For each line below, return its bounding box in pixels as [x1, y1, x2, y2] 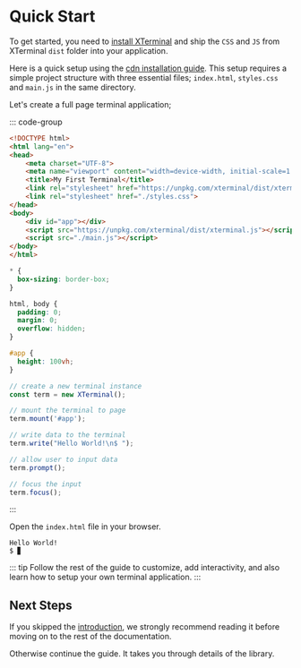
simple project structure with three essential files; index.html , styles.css [9, 72, 279, 82]
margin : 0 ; [17, 316, 58, 325]
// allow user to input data [9, 455, 118, 464]
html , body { [9, 299, 58, 308]
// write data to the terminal [9, 431, 126, 440]
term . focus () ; [9, 488, 63, 497]
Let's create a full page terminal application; [9, 98, 172, 109]
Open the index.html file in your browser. [9, 521, 161, 532]
